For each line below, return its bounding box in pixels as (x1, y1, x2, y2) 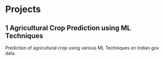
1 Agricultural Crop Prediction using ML (5, 24, 131, 32)
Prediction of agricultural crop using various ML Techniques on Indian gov (5, 45, 159, 51)
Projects (5, 4, 41, 15)
